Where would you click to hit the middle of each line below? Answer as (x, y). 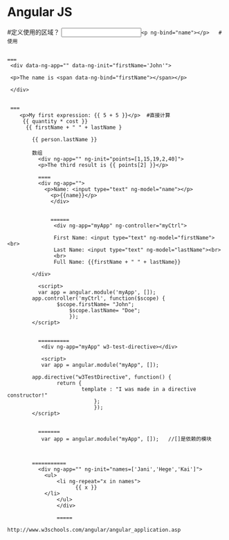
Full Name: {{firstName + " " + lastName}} (117, 262)
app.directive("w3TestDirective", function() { (102, 377)
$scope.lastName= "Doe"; (104, 310)
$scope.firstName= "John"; (95, 304)
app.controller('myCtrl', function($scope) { (99, 298)
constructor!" (28, 395)
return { (69, 383)
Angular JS (40, 12)
